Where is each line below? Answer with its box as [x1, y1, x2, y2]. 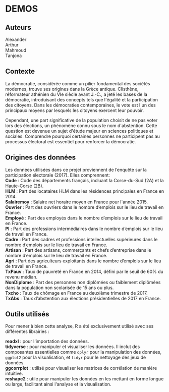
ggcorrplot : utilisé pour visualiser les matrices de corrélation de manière [5, 365, 157, 371]
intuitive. [5, 370, 23, 376]
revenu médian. [5, 273, 38, 280]
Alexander [5, 36, 27, 42]
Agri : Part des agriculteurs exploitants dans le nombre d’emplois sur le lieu [5, 258, 161, 264]
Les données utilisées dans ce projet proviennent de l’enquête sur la [5, 166, 147, 173]
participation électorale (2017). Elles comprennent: [5, 172, 110, 178]
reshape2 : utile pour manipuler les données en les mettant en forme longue [5, 376, 164, 382]
